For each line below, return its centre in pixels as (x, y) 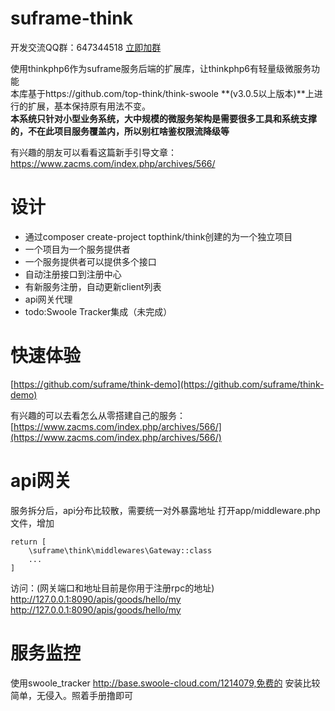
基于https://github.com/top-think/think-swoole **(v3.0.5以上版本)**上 (171, 93)
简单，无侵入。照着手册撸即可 (71, 695)
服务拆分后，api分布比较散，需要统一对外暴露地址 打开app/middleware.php (165, 510)
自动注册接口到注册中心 (73, 274)
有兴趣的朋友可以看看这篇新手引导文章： (93, 152)
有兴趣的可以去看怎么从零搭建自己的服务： (98, 415)
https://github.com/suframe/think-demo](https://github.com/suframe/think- (169, 384)
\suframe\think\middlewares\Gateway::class (120, 550)
